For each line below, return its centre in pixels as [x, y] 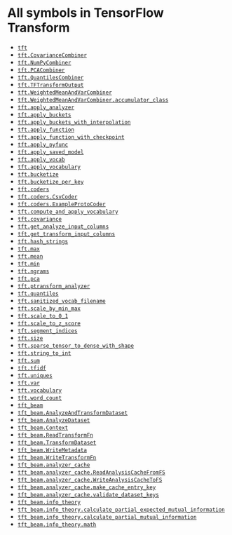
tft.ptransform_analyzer [54, 286]
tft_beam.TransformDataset [57, 442]
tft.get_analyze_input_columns [63, 226]
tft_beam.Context [43, 428]
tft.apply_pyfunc [43, 144]
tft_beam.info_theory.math [57, 524]
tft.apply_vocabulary [49, 167]
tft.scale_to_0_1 [43, 316]
